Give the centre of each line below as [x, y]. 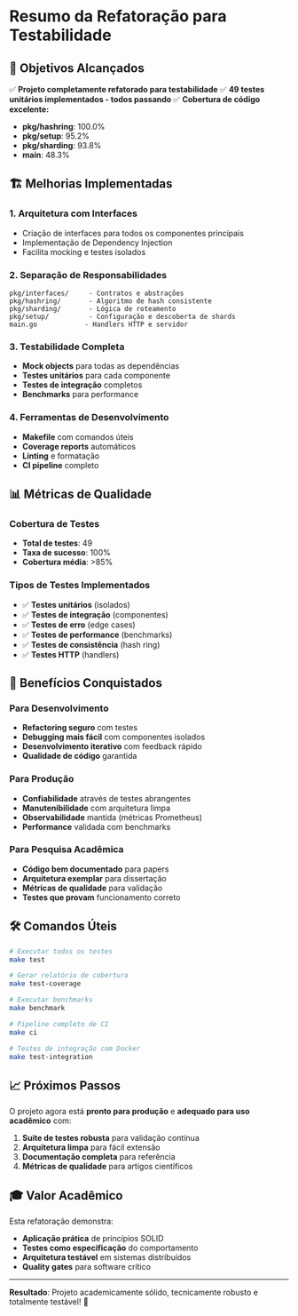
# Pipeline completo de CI [59, 1024]
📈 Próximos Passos [65, 1085]
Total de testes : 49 [57, 543]
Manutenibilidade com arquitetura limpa [96, 808]
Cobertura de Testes [55, 523]
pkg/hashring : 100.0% [63, 127]
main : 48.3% [46, 155]
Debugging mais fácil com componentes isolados [114, 737]
